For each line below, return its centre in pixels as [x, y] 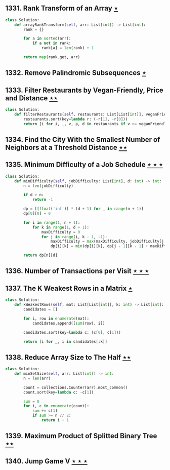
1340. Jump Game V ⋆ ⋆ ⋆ [46, 461]
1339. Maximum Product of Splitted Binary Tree [81, 436]
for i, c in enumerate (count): [56, 406]
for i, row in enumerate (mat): [56, 319]
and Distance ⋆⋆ [32, 98]
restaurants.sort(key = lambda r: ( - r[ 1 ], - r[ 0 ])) [76, 119]
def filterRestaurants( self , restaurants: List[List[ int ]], [79, 114]
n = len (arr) [37, 378]
